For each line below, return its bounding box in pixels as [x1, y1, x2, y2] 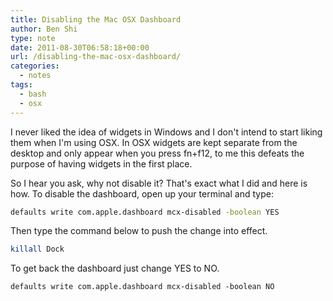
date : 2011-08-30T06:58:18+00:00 [10, 42, 150, 53]
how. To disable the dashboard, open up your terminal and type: [10, 187, 274, 200]
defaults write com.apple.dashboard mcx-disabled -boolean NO [10, 282, 275, 292]
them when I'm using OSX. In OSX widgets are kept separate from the [10, 136, 298, 148]
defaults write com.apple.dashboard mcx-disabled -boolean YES [10, 207, 280, 217]
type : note [10, 33, 56, 43]
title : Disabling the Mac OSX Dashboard [10, 14, 182, 25]
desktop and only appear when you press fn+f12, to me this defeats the [10, 147, 305, 159]
